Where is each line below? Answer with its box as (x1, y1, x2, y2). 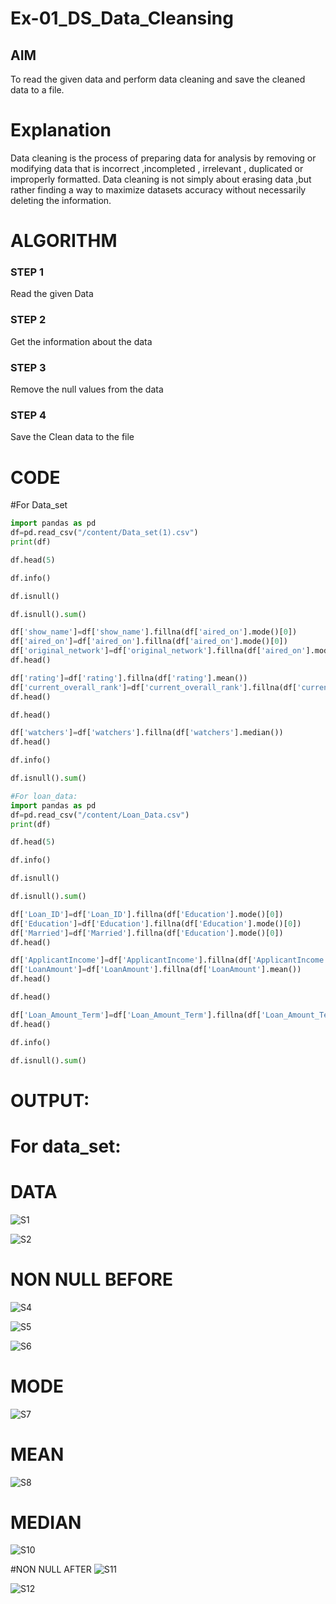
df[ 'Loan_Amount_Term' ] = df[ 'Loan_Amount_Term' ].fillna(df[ (10, 1010, 262, 1020)
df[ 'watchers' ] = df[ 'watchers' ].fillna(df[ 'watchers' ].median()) (10, 728, 284, 738)
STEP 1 (10, 265, 44, 279)
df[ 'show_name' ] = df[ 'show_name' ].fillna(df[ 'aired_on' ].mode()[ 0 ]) (10, 627, 298, 637)
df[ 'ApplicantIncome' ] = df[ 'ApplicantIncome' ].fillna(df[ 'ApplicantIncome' (10, 955, 329, 966)
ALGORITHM (10, 230, 118, 252)
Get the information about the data (10, 335, 153, 347)
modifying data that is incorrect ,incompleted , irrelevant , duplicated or (10, 162, 304, 174)
